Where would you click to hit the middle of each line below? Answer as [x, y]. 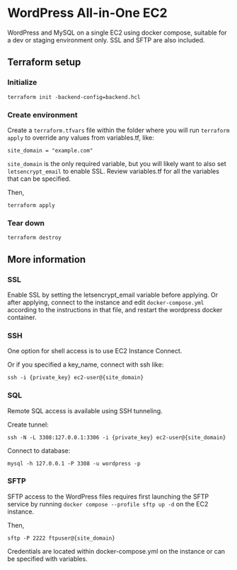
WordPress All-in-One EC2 [87, 13]
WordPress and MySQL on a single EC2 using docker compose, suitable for [117, 32]
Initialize [22, 83]
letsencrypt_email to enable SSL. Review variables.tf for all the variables [113, 171]
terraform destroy [34, 238]
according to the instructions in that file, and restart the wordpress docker [115, 309]
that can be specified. [39, 179]
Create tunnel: [28, 424]
